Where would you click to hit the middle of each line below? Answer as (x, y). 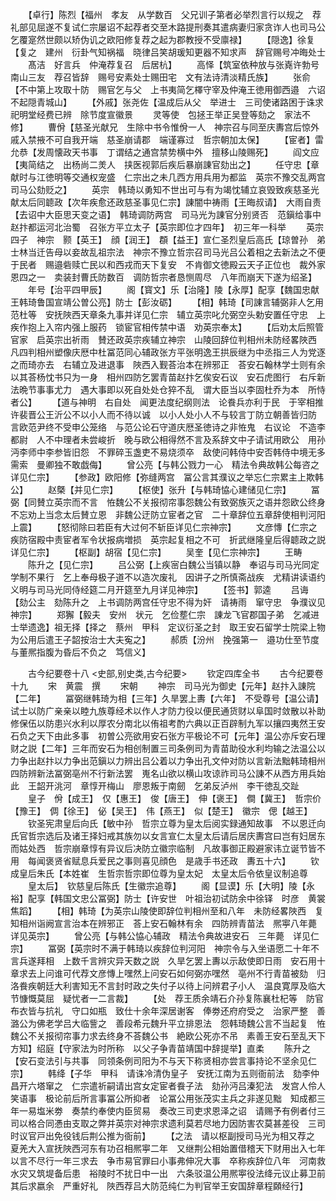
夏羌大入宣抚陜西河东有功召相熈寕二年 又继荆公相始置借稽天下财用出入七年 (168, 1148)
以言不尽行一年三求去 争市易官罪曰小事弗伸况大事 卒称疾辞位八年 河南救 (168, 1161)
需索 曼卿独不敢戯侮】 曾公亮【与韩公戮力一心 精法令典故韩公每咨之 (165, 464)
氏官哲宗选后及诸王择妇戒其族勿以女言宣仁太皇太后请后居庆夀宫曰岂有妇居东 (168, 836)
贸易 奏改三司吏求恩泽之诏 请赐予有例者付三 (229, 1111)
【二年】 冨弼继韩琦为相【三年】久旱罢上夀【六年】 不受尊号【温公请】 (165, 698)
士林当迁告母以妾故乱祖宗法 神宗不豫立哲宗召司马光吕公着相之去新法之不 (163, 252)
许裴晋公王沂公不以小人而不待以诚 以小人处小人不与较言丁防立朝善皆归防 (163, 414)
